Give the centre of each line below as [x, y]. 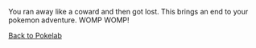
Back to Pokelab [35, 36]
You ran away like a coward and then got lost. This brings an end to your [128, 12]
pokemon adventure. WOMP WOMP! [69, 20]
